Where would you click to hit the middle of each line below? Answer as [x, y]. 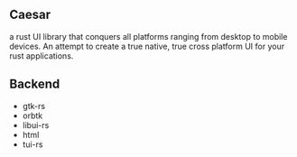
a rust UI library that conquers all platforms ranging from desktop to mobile [148, 36]
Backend [35, 84]
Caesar [30, 15]
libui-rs [36, 125]
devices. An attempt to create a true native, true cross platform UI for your [147, 46]
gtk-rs [34, 106]
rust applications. [42, 55]
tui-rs [32, 144]
